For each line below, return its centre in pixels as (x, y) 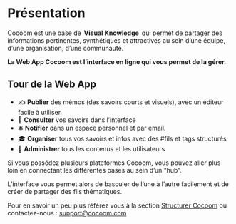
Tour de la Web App (52, 85)
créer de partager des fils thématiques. (65, 191)
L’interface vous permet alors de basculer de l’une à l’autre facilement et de (118, 184)
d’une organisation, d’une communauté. (66, 48)
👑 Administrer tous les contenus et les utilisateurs (91, 148)
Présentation (46, 13)
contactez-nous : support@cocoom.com (67, 213)
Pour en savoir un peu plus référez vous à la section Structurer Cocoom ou (117, 205)
